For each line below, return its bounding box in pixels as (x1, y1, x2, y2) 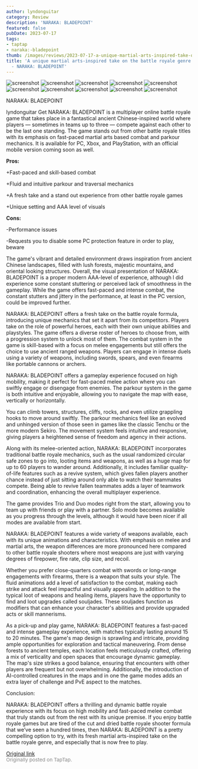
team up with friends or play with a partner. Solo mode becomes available (6, 506, 185, 513)
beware (6, 244, 25, 251)
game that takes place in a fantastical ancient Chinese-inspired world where (6, 115, 191, 122)
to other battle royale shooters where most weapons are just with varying (6, 549, 184, 556)
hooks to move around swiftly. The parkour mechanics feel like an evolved (6, 415, 187, 422)
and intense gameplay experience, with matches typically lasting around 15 (6, 628, 189, 635)
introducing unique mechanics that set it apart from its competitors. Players (6, 316, 190, 324)
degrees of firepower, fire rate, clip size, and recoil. (6, 555, 130, 563)
